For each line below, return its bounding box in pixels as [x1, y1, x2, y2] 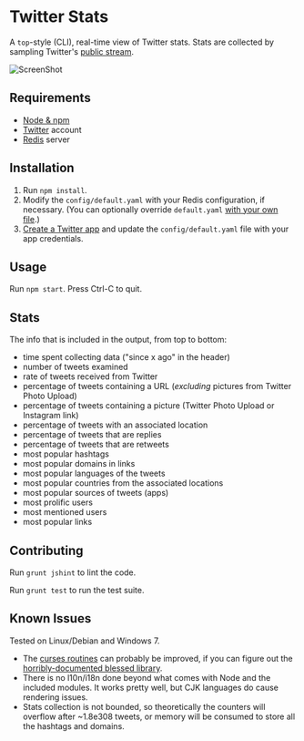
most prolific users [22, 497, 94, 508]
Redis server [22, 134, 71, 145]
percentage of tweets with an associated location [22, 419, 208, 430]
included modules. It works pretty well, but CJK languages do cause [22, 682, 279, 693]
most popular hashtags [22, 448, 109, 459]
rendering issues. [22, 691, 88, 703]
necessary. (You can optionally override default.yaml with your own [22, 203, 279, 215]
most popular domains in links [22, 458, 136, 469]
